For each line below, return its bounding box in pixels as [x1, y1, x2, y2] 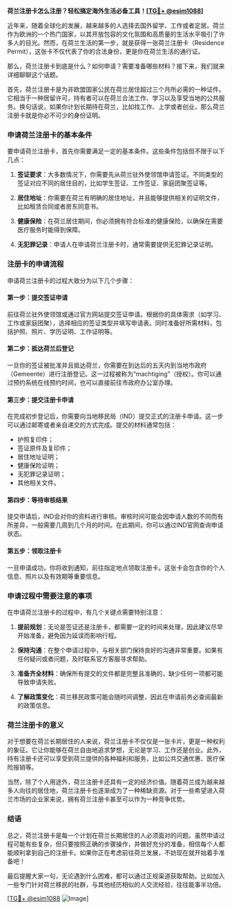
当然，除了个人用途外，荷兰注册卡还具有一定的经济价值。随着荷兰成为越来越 [7, 778, 225, 786]
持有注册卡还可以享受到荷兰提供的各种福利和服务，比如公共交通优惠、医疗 [7, 754, 219, 763]
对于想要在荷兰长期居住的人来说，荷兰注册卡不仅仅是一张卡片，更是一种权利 [7, 737, 225, 745]
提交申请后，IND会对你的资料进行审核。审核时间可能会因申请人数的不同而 [7, 513, 217, 521]
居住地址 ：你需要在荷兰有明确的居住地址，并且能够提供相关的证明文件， [17, 193, 223, 202]
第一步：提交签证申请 [7, 294, 68, 302]
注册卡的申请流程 [7, 259, 64, 269]
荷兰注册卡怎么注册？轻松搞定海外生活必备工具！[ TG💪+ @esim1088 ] [7, 7, 204, 15]
